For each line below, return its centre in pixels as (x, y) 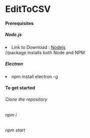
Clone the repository (26, 99)
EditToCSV (28, 9)
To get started (20, 88)
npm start (15, 130)
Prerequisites (19, 23)
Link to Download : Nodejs (39, 47)
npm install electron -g (35, 76)
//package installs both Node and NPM (45, 52)
